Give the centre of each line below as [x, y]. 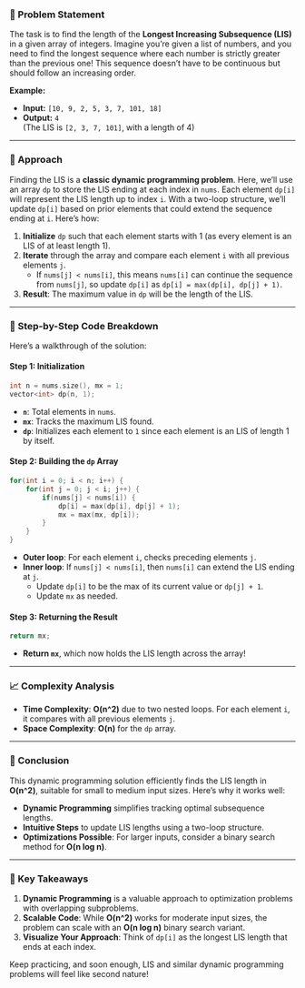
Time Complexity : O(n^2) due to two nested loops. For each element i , [156, 710]
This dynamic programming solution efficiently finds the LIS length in [138, 781]
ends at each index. [59, 947]
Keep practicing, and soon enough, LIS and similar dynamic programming [147, 964]
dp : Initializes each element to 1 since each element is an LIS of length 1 [156, 430]
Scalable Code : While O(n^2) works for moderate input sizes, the [145, 918]
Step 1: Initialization [47, 367]
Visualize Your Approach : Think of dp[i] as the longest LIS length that [155, 937]
